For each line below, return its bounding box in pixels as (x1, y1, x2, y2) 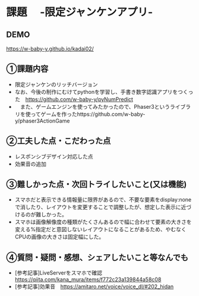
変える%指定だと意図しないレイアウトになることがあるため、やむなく (14, 226, 187, 233)
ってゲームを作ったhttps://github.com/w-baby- (30, 111, 146, 118)
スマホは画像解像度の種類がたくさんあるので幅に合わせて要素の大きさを (14, 218, 192, 226)
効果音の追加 (14, 160, 46, 167)
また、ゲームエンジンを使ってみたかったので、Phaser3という (20, 103, 170, 110)
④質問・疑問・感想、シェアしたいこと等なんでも (6, 252, 189, 262)
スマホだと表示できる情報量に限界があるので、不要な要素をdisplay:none (14, 196, 192, 203)
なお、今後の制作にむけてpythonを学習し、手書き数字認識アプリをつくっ (14, 88, 194, 95)
